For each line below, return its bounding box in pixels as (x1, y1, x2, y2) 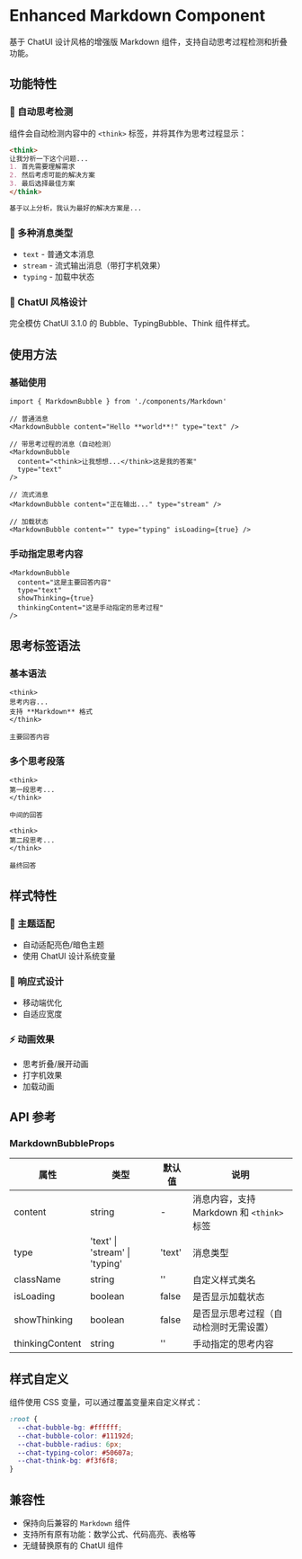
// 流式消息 (9, 491, 49, 500)
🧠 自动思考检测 (9, 105, 74, 118)
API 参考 (9, 1109, 57, 1125)
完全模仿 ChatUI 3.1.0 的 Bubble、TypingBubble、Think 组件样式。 (9, 318, 254, 329)
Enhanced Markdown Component (9, 5, 266, 26)
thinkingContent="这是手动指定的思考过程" (17, 603, 164, 612)
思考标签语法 (9, 637, 81, 653)
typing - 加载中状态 (22, 272, 95, 282)
